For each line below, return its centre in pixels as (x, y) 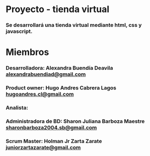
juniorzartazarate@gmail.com (43, 147)
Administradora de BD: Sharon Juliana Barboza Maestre (75, 121)
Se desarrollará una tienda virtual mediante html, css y (74, 25)
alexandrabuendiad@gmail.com (46, 74)
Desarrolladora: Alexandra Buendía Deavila (59, 68)
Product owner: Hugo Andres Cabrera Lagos (61, 88)
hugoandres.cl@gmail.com (40, 94)
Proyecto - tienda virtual (58, 9)
